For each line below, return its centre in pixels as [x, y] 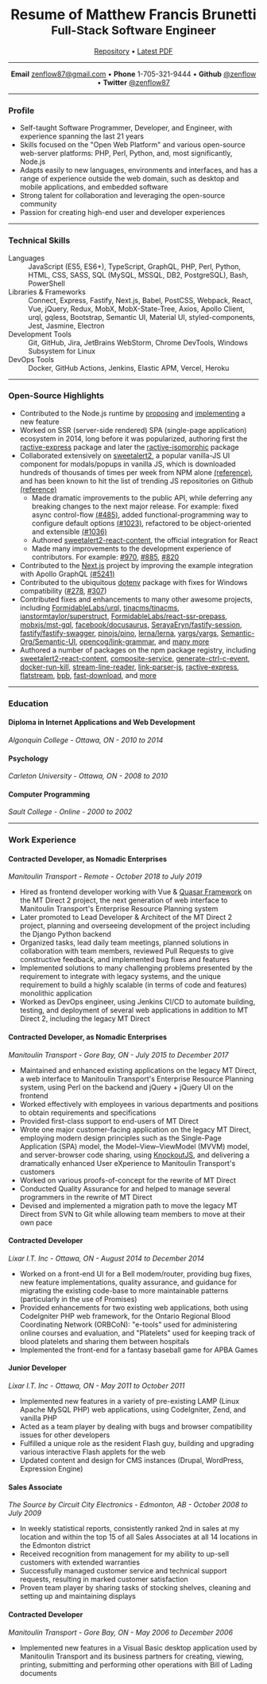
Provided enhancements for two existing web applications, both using [134, 1308]
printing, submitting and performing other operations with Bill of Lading [136, 1664]
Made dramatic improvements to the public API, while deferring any [142, 497]
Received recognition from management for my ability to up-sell [124, 1554]
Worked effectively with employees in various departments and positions [139, 1104]
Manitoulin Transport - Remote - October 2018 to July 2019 [105, 876]
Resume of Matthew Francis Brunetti [133, 15]
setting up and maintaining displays [78, 1596]
